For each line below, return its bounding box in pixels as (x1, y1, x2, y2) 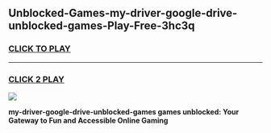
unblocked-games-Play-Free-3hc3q (8, 19, 195, 33)
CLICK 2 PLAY (8, 73, 65, 85)
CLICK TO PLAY (8, 44, 71, 55)
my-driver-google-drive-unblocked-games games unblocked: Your (8, 106, 240, 116)
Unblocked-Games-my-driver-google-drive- (8, 6, 238, 20)
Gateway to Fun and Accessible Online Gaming (8, 115, 169, 125)
